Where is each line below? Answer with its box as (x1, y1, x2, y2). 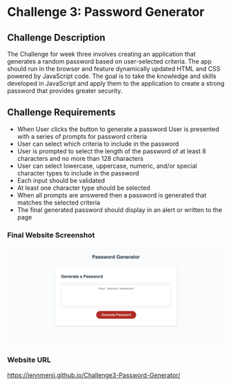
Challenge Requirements (7, 106, 116, 118)
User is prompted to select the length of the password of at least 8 (17, 146, 207, 155)
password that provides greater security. (7, 87, 123, 95)
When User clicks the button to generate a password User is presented (17, 125, 219, 133)
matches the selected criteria (17, 198, 101, 206)
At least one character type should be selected (17, 184, 150, 192)
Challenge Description (7, 32, 106, 44)
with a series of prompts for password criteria (17, 132, 148, 140)
